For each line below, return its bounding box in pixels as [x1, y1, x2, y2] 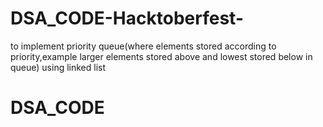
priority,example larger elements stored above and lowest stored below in [10, 50, 313, 62]
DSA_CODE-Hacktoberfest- [10, 7, 244, 30]
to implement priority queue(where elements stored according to [10, 40, 277, 52]
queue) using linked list [10, 61, 107, 73]
